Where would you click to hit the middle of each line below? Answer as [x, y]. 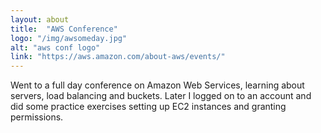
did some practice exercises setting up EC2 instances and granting [148, 107]
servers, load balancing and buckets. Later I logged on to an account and [161, 96]
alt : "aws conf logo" [55, 47]
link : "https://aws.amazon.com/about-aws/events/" [118, 57]
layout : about [40, 19]
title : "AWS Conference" [64, 29]
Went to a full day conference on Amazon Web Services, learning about [157, 85]
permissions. [37, 117]
